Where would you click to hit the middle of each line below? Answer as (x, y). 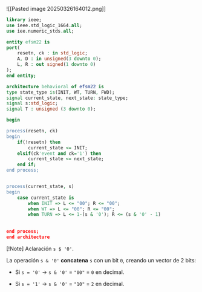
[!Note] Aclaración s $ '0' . (40, 248)
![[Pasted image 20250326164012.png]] (56, 9)
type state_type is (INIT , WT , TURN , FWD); (60, 92)
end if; (27, 165)
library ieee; (24, 20)
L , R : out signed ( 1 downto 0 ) (57, 65)
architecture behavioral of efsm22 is (55, 86)
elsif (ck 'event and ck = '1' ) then (59, 154)
